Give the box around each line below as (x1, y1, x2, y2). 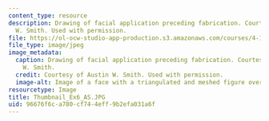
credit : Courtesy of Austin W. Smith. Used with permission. (15, 71, 224, 79)
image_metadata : (8, 49, 62, 57)
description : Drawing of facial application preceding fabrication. (8, 19, 242, 27)
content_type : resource (8, 11, 88, 20)
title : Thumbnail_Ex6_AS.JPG (8, 93, 106, 101)
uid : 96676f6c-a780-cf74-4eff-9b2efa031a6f (8, 100, 156, 108)
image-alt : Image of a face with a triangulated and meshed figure (15, 78, 246, 86)
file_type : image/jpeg (8, 41, 84, 49)
